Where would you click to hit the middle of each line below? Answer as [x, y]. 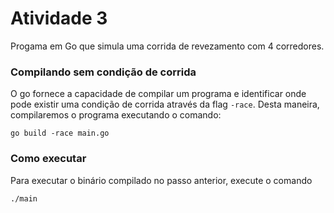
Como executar [48, 159]
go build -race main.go [60, 133]
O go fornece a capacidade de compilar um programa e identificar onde [158, 94]
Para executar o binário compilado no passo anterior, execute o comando [161, 180]
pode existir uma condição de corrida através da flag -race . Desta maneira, [165, 104]
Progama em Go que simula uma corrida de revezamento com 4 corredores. [167, 46]
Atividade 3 [59, 18]
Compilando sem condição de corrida [103, 72]
